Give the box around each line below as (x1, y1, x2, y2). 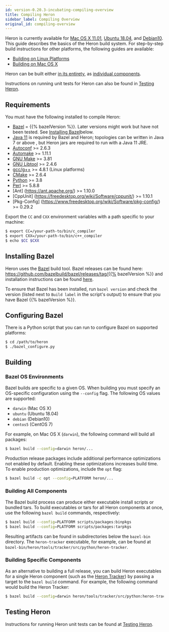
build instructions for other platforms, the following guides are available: (5, 46, 154, 52)
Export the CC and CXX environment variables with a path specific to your (5, 214, 154, 220)
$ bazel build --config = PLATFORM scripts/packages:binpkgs (5, 519, 132, 524)
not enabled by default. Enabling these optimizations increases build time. (5, 460, 158, 466)
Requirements (5, 100, 50, 109)
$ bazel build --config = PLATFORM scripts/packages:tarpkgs (5, 524, 132, 529)
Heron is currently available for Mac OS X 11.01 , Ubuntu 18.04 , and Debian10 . (5, 35, 163, 41)
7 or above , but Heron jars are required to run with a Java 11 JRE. (12, 139, 148, 146)
